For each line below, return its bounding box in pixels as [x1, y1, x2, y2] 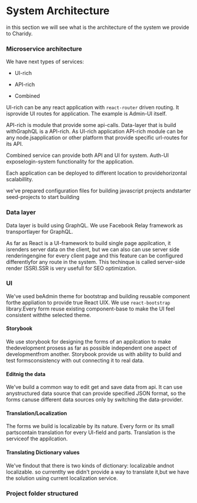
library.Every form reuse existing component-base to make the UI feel [6, 305, 175, 312]
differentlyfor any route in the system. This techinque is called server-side [6, 258, 185, 265]
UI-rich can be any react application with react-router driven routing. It [6, 104, 179, 111]
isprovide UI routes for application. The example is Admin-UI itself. [6, 110, 167, 117]
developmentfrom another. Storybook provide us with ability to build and [6, 351, 182, 358]
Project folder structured [6, 489, 78, 497]
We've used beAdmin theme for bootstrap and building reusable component [6, 292, 190, 299]
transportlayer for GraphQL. [6, 228, 74, 235]
